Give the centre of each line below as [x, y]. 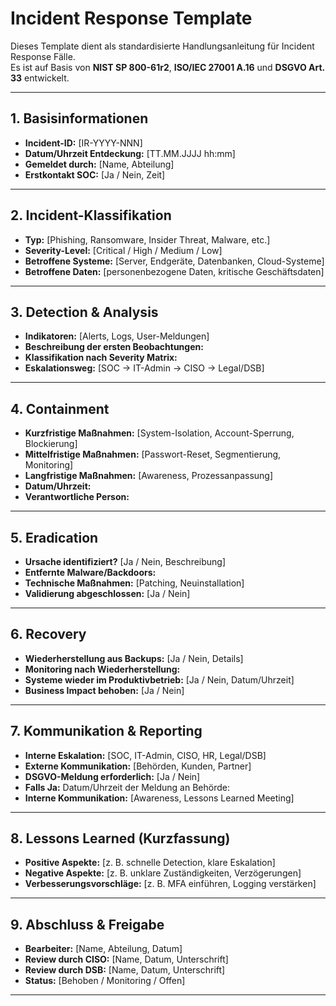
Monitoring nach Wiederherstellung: [102, 669]
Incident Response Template [131, 18]
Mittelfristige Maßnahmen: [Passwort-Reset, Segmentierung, [153, 454]
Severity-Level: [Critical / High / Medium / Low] [123, 250]
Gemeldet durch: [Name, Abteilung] [99, 164]
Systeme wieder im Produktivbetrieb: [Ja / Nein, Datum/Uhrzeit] [159, 679]
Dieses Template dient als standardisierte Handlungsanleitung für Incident [162, 46]
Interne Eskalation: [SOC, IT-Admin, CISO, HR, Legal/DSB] [145, 755]
